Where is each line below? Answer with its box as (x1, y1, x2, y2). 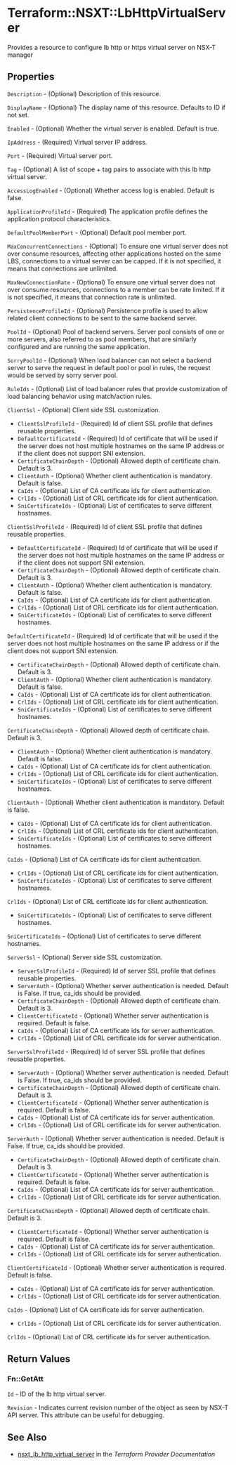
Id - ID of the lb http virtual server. (7, 1390, 107, 1398)
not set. (7, 110, 29, 119)
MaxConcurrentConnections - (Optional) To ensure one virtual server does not (7, 242, 228, 250)
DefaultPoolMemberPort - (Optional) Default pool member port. (7, 228, 187, 237)
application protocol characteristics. (7, 214, 112, 223)
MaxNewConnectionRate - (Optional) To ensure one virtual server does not (7, 277, 216, 286)
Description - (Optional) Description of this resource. (7, 89, 162, 98)
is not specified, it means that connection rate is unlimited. (7, 293, 177, 301)
